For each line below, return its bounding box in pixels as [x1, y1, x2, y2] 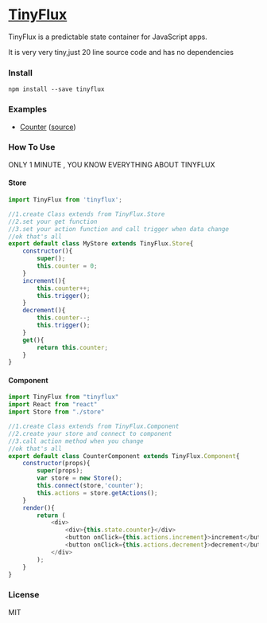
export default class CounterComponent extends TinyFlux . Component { [8, 452, 240, 460]
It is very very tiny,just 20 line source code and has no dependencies [8, 47, 234, 57]
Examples [8, 104, 48, 115]
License [8, 590, 40, 601]
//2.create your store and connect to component [8, 429, 172, 437]
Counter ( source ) [19, 122, 77, 131]
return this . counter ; [37, 343, 109, 351]
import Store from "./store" [8, 408, 105, 416]
